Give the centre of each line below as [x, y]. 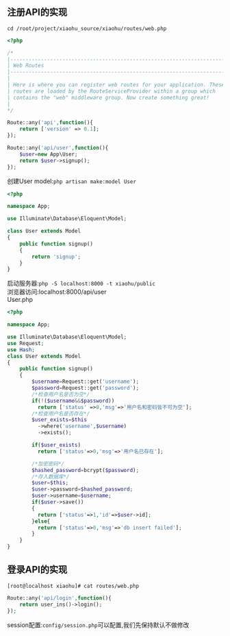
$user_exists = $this [60, 420]
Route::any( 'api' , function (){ [50, 123]
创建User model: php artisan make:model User [72, 181]
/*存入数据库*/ [51, 476]
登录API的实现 [37, 570]
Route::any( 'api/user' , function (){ [58, 148]
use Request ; [26, 343]
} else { [41, 521]
